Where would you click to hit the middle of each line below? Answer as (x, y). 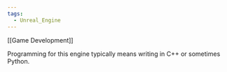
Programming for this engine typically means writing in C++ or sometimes (114, 54)
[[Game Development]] (40, 40)
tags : (15, 14)
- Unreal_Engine (37, 20)
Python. (19, 61)
